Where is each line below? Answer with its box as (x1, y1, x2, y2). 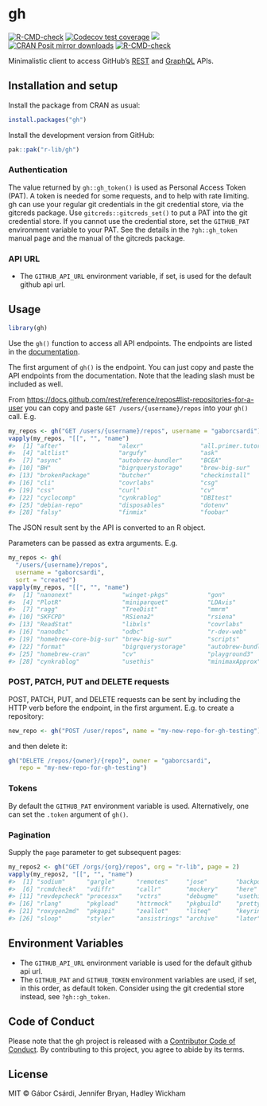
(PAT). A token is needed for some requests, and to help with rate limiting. (8, 190, 250, 200)
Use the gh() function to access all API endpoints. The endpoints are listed (8, 338, 253, 347)
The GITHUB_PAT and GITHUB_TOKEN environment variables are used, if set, (19, 975, 257, 984)
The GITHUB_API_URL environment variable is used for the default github (19, 958, 253, 967)
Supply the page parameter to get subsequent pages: (8, 847, 181, 857)
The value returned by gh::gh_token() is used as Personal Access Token (8, 182, 246, 192)
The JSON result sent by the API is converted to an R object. (8, 523, 206, 532)
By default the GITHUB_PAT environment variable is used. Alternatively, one (8, 801, 250, 810)
